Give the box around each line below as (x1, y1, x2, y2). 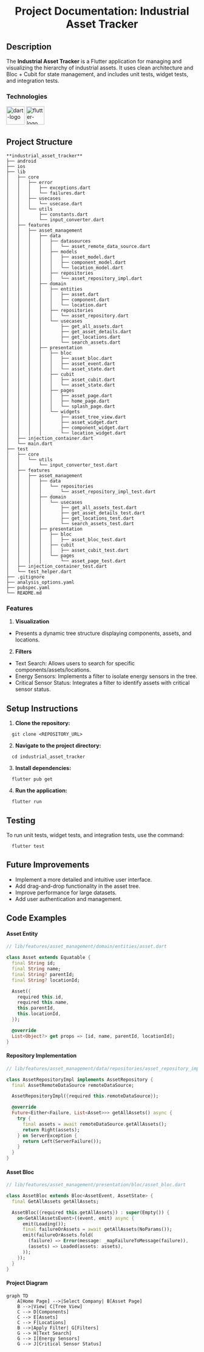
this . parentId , (17, 1005, 56, 1011)
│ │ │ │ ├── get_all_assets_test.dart (6, 504, 137, 511)
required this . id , (17, 994, 64, 1000)
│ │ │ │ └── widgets (6, 409, 80, 415)
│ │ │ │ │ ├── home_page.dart (6, 398, 110, 405)
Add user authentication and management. (15, 895, 123, 902)
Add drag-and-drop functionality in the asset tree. (15, 882, 141, 890)
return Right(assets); (22, 1127, 80, 1133)
